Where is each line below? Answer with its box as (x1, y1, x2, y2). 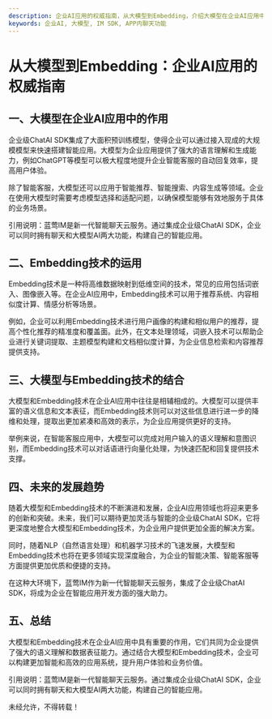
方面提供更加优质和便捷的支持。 (8, 560, 115, 570)
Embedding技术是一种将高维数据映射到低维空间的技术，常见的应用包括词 (8, 279, 253, 289)
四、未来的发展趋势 (8, 480, 104, 494)
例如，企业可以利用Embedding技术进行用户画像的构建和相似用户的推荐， (8, 317, 253, 327)
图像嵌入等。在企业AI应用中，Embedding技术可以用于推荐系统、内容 (22, 289, 253, 299)
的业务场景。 (8, 203, 51, 212)
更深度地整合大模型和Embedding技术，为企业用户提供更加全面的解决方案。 (8, 523, 259, 533)
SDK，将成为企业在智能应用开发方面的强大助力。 (8, 588, 172, 597)
